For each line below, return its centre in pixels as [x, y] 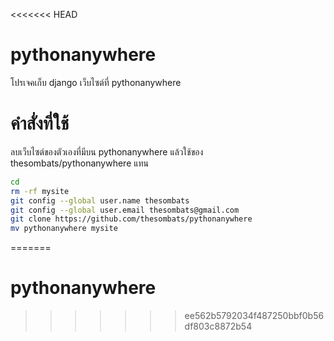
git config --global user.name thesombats [100, 200]
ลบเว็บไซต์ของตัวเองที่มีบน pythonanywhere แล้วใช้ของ [107, 151]
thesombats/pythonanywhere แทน [80, 163]
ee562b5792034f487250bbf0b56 [254, 316]
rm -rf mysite [40, 191]
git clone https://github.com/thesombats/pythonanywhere [131, 219]
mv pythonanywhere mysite [64, 229]
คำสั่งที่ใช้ [40, 123]
